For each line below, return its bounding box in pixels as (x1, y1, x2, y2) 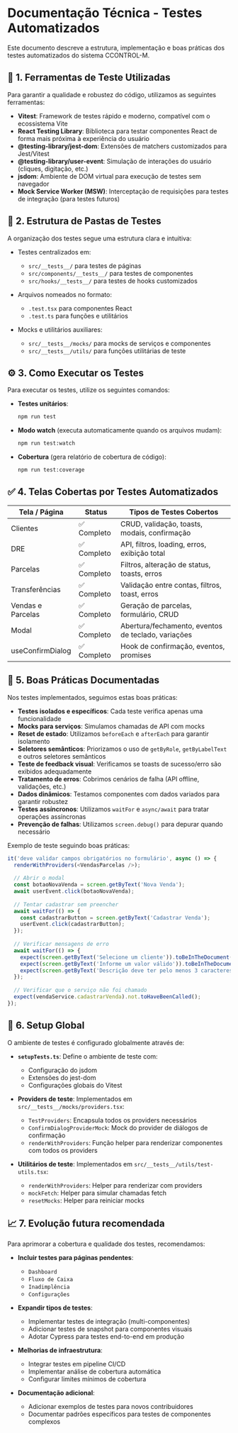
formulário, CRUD (120, 609, 179, 619)
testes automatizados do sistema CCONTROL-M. (7, 51, 150, 60)
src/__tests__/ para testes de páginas (28, 261, 142, 270)
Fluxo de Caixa (28, 1276, 73, 1283)
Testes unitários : (17, 399, 69, 408)
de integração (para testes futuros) (17, 194, 120, 203)
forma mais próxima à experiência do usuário (17, 134, 150, 143)
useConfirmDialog (11, 645, 72, 655)
